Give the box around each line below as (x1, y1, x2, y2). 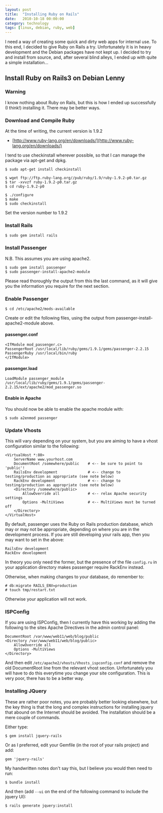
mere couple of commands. (5, 714, 60, 720)
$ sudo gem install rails (5, 233, 57, 238)
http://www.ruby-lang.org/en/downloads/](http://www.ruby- (14, 138, 134, 143)
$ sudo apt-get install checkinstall (5, 167, 82, 172)
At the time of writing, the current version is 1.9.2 (5, 128, 103, 134)
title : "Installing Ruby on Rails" (5, 12, 79, 17)
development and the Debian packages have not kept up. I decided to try (5, 49, 151, 55)
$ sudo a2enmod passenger (5, 416, 57, 420)
